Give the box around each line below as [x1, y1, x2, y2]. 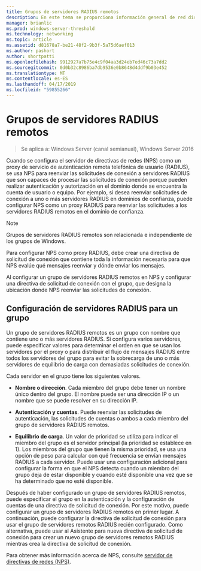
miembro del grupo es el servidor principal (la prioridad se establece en [14, 439, 192, 446]
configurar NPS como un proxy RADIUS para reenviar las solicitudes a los [6, 202, 187, 209]
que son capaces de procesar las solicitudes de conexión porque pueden [6, 176, 187, 183]
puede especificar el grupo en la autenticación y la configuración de [6, 495, 175, 503]
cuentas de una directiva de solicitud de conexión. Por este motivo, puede [6, 501, 190, 509]
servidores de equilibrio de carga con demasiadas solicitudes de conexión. [6, 360, 191, 368]
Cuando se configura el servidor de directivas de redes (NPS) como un [6, 157, 181, 164]
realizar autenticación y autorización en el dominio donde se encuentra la [6, 182, 187, 190]
